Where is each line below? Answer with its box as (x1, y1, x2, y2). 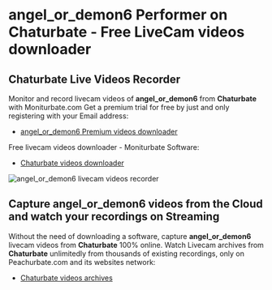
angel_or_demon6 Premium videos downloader (19, 127, 179, 136)
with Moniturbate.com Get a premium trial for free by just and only (8, 103, 230, 112)
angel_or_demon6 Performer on (8, 6, 228, 24)
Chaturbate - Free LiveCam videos (8, 23, 245, 41)
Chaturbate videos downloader (19, 158, 124, 168)
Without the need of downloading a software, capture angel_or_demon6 (8, 231, 252, 241)
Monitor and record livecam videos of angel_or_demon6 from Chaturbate (8, 94, 257, 103)
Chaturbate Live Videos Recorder (8, 72, 181, 86)
